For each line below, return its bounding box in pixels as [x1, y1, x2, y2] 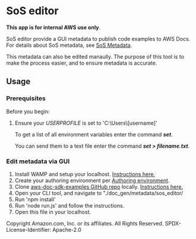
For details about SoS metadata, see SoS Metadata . [6, 42, 132, 49]
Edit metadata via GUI [6, 157, 70, 165]
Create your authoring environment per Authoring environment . [14, 177, 170, 184]
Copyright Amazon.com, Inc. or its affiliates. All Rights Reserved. [6, 219, 164, 227]
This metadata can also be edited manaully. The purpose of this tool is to [6, 53, 184, 60]
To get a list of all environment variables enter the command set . [14, 130, 173, 138]
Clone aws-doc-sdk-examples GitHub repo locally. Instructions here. [14, 183, 184, 190]
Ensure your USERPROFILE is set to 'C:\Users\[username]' [14, 119, 157, 126]
